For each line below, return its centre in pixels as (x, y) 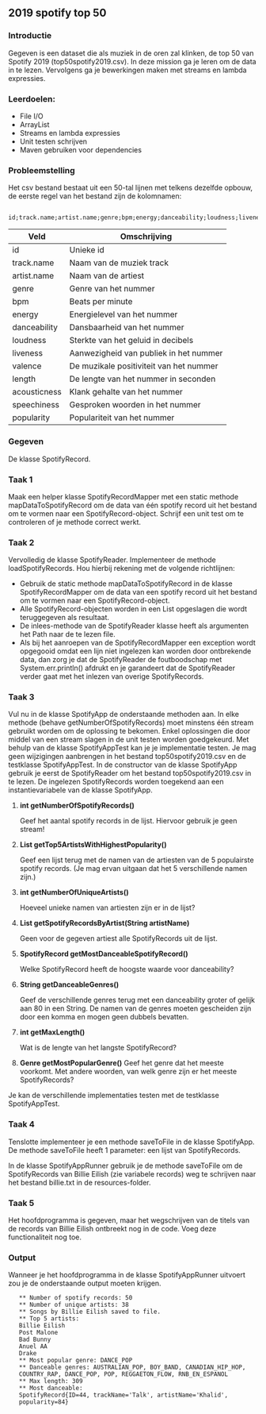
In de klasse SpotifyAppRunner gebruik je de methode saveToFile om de (125, 1165)
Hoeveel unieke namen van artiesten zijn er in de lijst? (107, 907)
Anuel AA (33, 1347)
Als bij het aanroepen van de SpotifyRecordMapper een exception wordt (137, 643)
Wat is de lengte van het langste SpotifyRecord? (98, 1048)
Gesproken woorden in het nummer (135, 405)
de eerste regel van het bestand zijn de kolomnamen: (95, 196)
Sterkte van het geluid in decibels (131, 341)
